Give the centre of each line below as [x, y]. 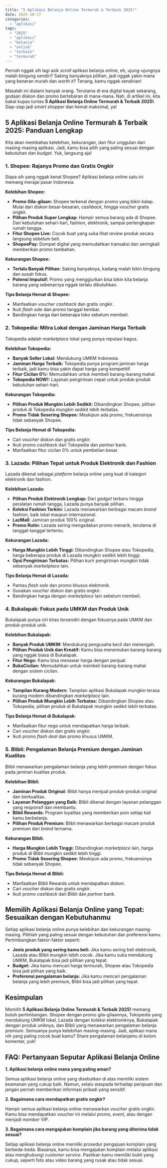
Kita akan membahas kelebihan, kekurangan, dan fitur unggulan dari [75, 143]
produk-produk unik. [26, 625]
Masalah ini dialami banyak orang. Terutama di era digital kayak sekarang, [81, 91]
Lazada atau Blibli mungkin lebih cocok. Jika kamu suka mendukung [83, 955]
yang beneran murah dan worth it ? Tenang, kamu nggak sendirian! [74, 81]
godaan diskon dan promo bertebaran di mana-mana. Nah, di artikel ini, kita [83, 96]
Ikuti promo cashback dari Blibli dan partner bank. [64, 894]
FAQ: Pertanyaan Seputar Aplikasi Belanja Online [83, 1057]
